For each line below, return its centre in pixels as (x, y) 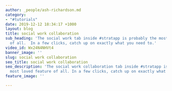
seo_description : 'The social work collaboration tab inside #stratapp (83, 67)
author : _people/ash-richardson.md (43, 10)
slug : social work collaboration (41, 57)
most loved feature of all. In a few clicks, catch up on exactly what (88, 72)
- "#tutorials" (21, 19)
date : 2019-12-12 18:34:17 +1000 (41, 24)
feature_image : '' (25, 76)
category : (16, 15)
